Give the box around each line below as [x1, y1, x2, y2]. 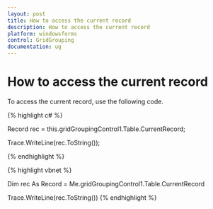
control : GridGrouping [7, 37, 74, 44]
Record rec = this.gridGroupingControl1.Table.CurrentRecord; [7, 125, 186, 133]
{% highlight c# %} [7, 111, 63, 119]
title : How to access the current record [7, 17, 132, 24]
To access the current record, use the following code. [7, 97, 164, 106]
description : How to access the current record [7, 23, 151, 30]
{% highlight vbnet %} [7, 166, 72, 174]
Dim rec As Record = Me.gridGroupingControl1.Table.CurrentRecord [7, 179, 205, 188]
